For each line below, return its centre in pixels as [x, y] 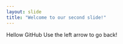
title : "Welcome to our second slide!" [56, 17]
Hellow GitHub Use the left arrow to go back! [62, 34]
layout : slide [24, 12]
